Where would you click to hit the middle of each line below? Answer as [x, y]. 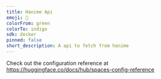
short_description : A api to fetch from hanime [68, 46]
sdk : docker [21, 35]
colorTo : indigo [27, 29]
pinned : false [24, 40]
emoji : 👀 [17, 18]
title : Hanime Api [29, 12]
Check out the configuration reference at [57, 63]
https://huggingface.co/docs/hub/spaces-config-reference [80, 69]
